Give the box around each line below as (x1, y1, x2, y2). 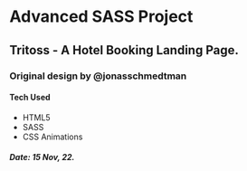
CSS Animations (22, 131, 83, 142)
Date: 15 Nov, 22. (9, 152, 75, 163)
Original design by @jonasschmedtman (9, 70, 187, 82)
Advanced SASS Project (9, 6, 194, 27)
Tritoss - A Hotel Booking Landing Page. (9, 43, 240, 58)
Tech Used (9, 92, 52, 103)
